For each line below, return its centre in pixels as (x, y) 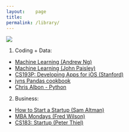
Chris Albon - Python (40, 87)
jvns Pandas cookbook (43, 81)
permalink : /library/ (33, 22)
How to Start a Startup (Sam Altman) (59, 110)
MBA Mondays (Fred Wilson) (50, 117)
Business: (27, 99)
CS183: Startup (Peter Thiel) (49, 123)
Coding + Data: (33, 50)
